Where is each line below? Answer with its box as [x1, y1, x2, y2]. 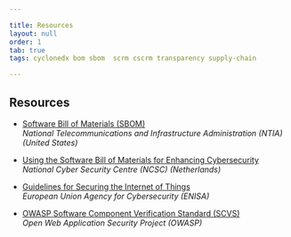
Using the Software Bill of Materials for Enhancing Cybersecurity [21, 154, 260, 165]
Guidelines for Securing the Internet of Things [21, 181, 191, 192]
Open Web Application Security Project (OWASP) [21, 217, 203, 228]
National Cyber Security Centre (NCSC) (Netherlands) [21, 164, 222, 175]
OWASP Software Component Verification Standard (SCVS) [21, 208, 240, 218]
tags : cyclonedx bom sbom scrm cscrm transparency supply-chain [9, 54, 256, 63]
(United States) [21, 137, 78, 148]
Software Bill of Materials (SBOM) [21, 118, 146, 129]
